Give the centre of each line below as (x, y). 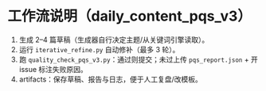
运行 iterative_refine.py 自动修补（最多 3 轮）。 (99, 49)
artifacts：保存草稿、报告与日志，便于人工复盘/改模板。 (110, 79)
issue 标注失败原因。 (53, 69)
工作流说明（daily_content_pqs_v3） (130, 16)
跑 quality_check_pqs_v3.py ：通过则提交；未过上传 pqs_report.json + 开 (138, 59)
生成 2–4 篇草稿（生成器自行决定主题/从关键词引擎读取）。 (114, 40)
